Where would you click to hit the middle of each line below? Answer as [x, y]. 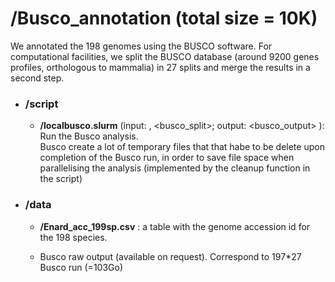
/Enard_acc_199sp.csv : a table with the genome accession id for [175, 226]
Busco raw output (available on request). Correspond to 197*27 [170, 256]
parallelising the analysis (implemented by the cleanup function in [175, 168]
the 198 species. [73, 237]
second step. [37, 78]
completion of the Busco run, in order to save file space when [167, 158]
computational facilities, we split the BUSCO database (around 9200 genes [165, 56]
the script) [61, 179]
